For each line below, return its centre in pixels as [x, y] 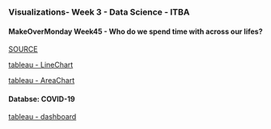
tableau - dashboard [42, 117]
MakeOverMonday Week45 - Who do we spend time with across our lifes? [135, 31]
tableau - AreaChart [42, 81]
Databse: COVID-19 [42, 98]
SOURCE [23, 49]
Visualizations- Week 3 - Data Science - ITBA [99, 12]
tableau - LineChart [41, 65]
